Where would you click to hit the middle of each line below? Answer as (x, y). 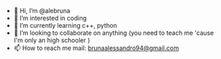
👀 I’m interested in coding (50, 18)
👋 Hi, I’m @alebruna (42, 11)
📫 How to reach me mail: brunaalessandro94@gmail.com (96, 48)
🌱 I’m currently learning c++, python (65, 25)
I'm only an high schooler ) (52, 40)
